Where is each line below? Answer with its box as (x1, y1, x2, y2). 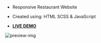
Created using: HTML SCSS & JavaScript (12, 14, 96, 19)
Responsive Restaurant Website (12, 4, 78, 10)
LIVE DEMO (12, 23, 37, 29)
